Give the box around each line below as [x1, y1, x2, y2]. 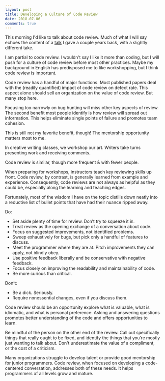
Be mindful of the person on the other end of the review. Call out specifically [5, 330, 160, 336]
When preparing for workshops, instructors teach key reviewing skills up [5, 169, 152, 175]
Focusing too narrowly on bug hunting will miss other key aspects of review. [5, 105, 159, 111]
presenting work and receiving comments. [5, 150, 91, 156]
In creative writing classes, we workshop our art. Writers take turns [5, 145, 141, 150]
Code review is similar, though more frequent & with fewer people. [5, 159, 139, 165]
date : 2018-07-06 [5, 16, 41, 21]
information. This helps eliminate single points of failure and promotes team [5, 115, 158, 121]
